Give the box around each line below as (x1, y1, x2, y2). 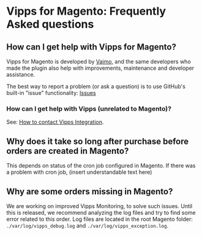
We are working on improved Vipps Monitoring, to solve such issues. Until (6, 202, 193, 209)
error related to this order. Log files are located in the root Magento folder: (6, 215, 193, 223)
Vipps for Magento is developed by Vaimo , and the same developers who (6, 58, 191, 65)
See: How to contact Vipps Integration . (6, 118, 104, 126)
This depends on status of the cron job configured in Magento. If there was (6, 162, 196, 170)
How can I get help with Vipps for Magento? (6, 42, 176, 52)
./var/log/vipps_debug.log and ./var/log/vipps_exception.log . (6, 222, 169, 229)
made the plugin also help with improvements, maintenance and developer (6, 64, 195, 72)
